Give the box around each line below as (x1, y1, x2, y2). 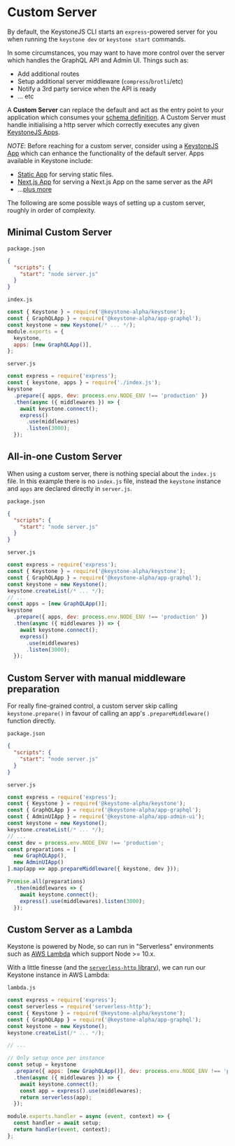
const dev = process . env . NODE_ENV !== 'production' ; (7, 839, 164, 846)
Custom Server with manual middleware (7, 672, 186, 684)
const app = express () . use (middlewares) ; (20, 1087, 142, 1094)
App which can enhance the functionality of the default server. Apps (7, 149, 204, 157)
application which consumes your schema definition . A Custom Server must (7, 113, 226, 121)
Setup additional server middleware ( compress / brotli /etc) (17, 77, 184, 85)
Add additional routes (17, 70, 80, 78)
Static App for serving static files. (17, 170, 114, 178)
